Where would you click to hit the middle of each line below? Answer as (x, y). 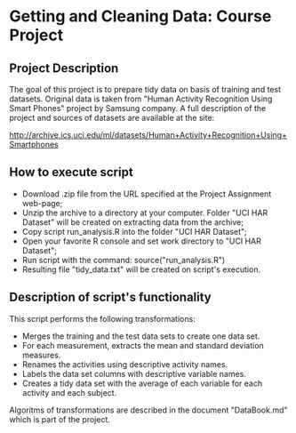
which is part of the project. (60, 419)
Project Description (64, 68)
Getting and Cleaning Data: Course (140, 16)
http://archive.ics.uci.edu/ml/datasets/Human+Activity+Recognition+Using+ (148, 135)
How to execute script (71, 172)
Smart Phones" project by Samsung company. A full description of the (138, 108)
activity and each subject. (69, 392)
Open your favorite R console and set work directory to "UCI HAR (142, 241)
